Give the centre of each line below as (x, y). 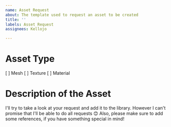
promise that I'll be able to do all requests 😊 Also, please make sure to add (84, 113)
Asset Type (30, 59)
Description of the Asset (58, 94)
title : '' (16, 19)
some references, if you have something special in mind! (65, 119)
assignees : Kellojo (26, 29)
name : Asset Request (27, 10)
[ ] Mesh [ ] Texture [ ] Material (38, 73)
